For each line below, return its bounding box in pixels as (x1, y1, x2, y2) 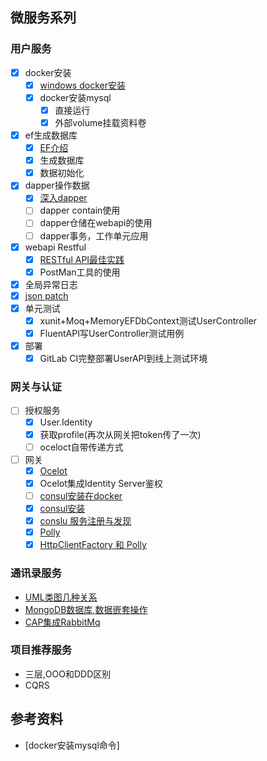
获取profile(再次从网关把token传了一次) (39, 428, 202, 440)
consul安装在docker (39, 489, 123, 502)
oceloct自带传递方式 (39, 441, 124, 453)
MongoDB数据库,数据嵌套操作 (24, 603, 148, 615)
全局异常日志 (24, 278, 78, 290)
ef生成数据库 (24, 129, 78, 141)
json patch (24, 289, 69, 302)
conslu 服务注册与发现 (39, 515, 132, 527)
